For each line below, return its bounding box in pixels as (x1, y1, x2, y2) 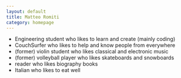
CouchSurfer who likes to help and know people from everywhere (14, 42, 176, 49)
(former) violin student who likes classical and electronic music (14, 48, 169, 55)
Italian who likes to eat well (14, 67, 81, 74)
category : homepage (6, 19, 54, 25)
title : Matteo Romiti (6, 14, 60, 20)
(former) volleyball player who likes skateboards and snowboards (14, 54, 174, 62)
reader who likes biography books (14, 60, 98, 67)
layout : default (6, 8, 46, 15)
